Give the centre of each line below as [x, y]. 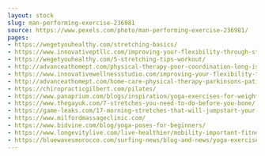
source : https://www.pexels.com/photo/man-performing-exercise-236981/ [128, 30]
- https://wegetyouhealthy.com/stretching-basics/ [93, 45]
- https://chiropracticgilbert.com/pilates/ [82, 89]
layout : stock [31, 15]
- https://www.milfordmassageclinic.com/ [77, 118]
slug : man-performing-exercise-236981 [71, 23]
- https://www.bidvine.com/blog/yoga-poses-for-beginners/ [107, 125]
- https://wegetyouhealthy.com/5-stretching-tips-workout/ [107, 60]
